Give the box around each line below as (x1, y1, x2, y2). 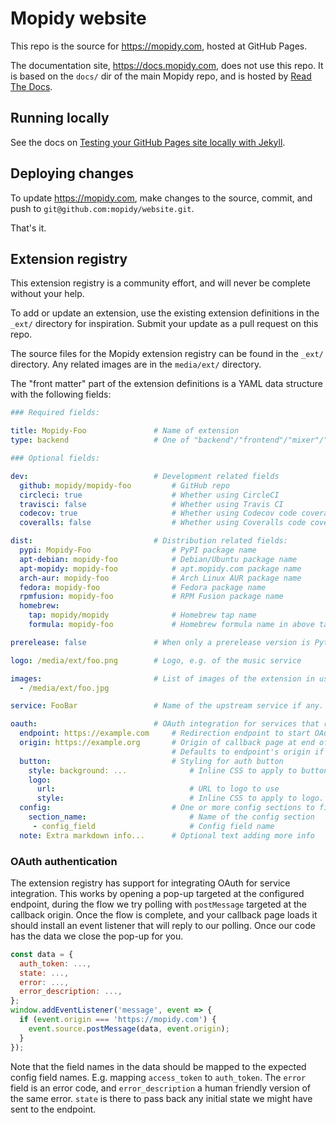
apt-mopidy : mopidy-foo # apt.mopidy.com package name (19, 563, 302, 574)
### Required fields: (10, 408, 101, 418)
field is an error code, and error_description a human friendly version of (10, 1082, 312, 1094)
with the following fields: (10, 388, 112, 401)
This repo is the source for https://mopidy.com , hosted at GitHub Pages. (10, 40, 308, 52)
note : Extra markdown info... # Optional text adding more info (19, 830, 315, 841)
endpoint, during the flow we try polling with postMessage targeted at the (10, 898, 307, 910)
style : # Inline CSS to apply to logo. (36, 793, 325, 804)
